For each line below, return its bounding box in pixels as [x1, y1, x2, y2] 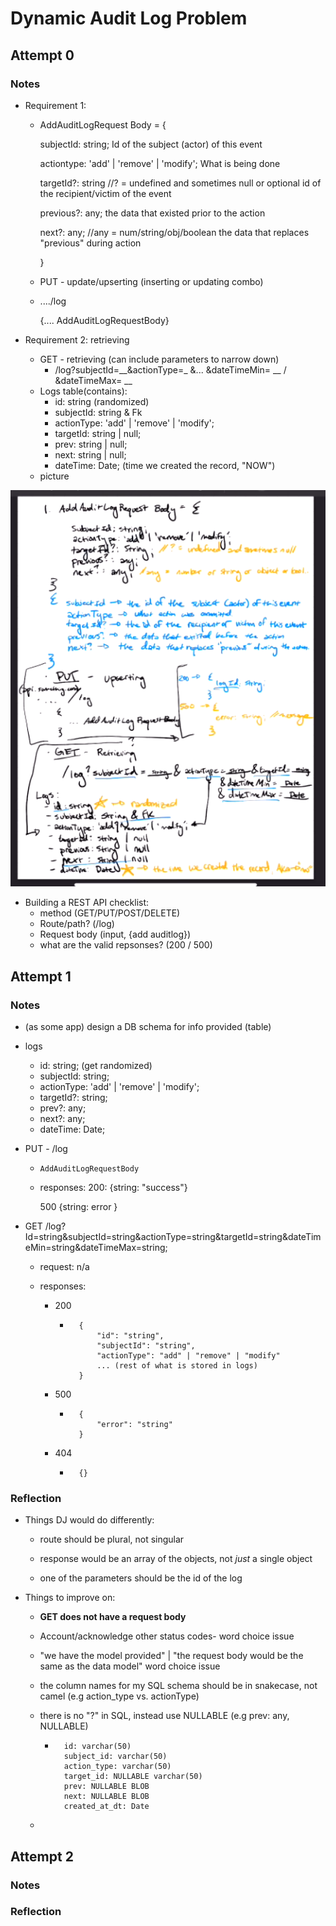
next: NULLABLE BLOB [63, 1792, 150, 1802]
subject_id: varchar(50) [63, 1752, 168, 1762]
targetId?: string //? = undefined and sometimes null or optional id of [39, 177, 322, 189]
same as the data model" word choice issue [39, 1660, 221, 1672]
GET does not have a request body [39, 1611, 187, 1623]
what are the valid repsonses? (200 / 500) [39, 939, 213, 951]
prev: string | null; [54, 438, 128, 450]
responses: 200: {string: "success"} [39, 1181, 188, 1193]
